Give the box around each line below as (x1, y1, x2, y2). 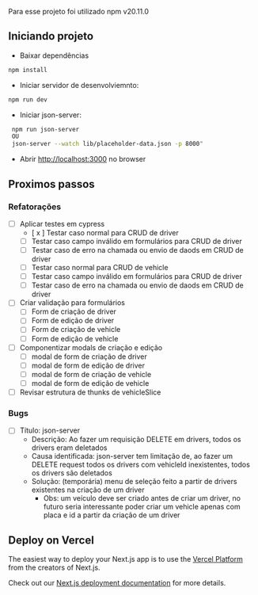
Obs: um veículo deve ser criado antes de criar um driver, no (43, 494, 241, 503)
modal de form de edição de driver (31, 360, 145, 370)
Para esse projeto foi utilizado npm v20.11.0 (8, 7, 149, 16)
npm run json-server (11, 125, 80, 133)
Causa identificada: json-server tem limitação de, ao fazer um (31, 452, 233, 461)
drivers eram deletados (31, 443, 108, 452)
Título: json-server (19, 425, 81, 435)
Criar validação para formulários (19, 298, 125, 307)
